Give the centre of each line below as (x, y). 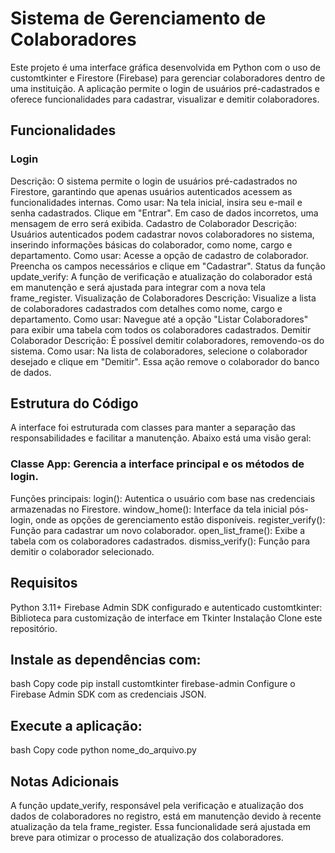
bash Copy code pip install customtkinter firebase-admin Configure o (153, 684)
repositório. (34, 628)
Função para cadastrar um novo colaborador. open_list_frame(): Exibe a (158, 530)
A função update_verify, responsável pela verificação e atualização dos (157, 805)
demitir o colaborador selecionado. (82, 551)
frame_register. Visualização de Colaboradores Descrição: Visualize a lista (163, 298)
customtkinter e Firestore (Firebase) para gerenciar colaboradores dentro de (168, 78)
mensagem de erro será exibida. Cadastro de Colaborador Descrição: (154, 223)
